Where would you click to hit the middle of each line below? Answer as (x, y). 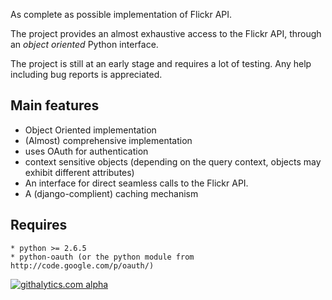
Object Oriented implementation (90, 130)
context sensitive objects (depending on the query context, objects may (173, 161)
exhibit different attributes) (79, 172)
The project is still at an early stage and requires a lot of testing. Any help (161, 63)
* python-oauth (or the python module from (102, 257)
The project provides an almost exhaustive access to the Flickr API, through (166, 33)
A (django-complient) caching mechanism (111, 193)
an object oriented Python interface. (84, 44)
